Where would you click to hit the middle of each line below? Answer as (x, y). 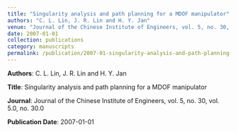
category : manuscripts (41, 47)
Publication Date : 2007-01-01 (51, 121)
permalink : (23, 54)
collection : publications (45, 40)
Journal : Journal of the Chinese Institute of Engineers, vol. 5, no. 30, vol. (113, 100)
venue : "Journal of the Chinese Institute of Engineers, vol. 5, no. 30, (119, 27)
